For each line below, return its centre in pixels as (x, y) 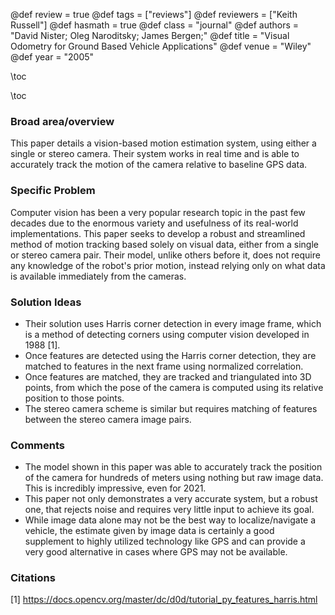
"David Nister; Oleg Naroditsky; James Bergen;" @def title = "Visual (150, 35)
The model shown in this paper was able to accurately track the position (173, 467)
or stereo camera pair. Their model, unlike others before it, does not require (165, 255)
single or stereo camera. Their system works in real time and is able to (155, 154)
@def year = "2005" (52, 57)
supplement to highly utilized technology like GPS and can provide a (165, 541)
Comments (37, 445)
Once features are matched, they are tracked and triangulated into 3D (168, 376)
